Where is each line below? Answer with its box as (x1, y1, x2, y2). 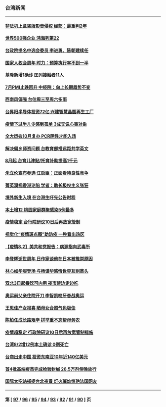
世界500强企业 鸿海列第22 (5, 35, 59, 41)
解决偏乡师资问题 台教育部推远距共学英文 (5, 145, 89, 152)
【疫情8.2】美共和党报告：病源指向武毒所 (5, 244, 90, 250)
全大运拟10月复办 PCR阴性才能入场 (5, 133, 77, 139)
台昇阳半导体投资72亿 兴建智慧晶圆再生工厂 (5, 109, 94, 115)
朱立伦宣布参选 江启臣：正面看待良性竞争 (5, 170, 89, 176)
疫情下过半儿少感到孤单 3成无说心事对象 (5, 121, 87, 127)
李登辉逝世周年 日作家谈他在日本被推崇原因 (5, 256, 93, 262)
